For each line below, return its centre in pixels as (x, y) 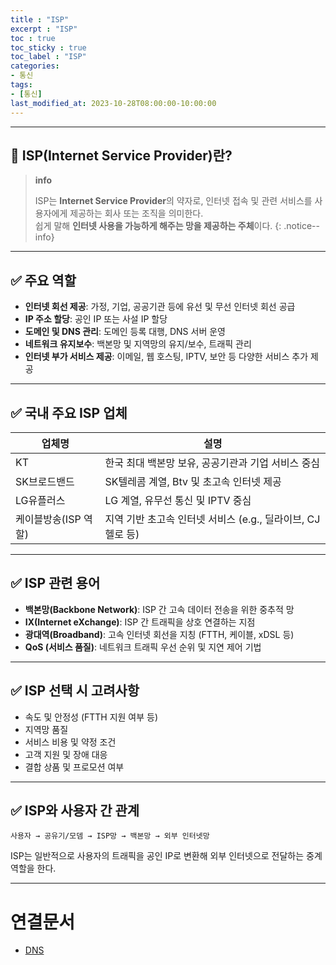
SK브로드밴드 (45, 481)
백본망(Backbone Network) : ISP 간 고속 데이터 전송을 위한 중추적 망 (159, 609)
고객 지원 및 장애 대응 (66, 754)
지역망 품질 (46, 729)
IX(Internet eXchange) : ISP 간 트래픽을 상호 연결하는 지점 (140, 622)
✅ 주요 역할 (43, 280)
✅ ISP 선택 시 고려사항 (75, 691)
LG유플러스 (40, 500)
